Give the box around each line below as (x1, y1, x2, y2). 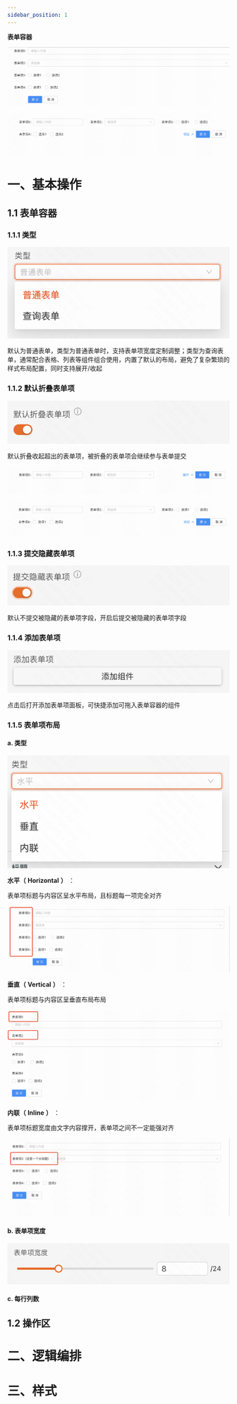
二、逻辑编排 (7, 1348, 83, 1364)
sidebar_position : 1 (7, 11, 68, 18)
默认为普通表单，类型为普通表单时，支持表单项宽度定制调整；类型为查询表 (7, 346, 224, 355)
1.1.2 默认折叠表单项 (7, 384, 75, 393)
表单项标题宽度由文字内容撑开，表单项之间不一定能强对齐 (7, 1123, 174, 1132)
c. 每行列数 (7, 1295, 39, 1303)
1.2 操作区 (7, 1317, 51, 1329)
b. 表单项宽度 (7, 1227, 46, 1235)
